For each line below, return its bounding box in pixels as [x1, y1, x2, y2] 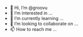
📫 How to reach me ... [10, 26, 57, 32]
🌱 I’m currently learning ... [10, 15, 64, 21]
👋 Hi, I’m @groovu [10, 5, 48, 10]
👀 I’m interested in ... [10, 10, 53, 16]
